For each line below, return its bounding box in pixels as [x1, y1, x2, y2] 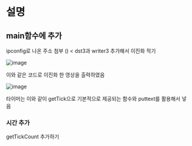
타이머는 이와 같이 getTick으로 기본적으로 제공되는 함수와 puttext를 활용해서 [6, 95, 181, 102]
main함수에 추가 [6, 31, 62, 41]
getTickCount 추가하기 [6, 133, 60, 140]
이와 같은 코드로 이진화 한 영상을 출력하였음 [6, 71, 105, 78]
